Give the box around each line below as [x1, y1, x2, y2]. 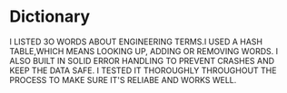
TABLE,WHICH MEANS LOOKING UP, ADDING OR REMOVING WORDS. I [9, 45, 279, 56]
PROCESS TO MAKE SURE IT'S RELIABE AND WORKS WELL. [9, 74, 237, 85]
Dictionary [9, 6, 91, 27]
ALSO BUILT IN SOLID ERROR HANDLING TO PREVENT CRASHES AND [9, 55, 275, 66]
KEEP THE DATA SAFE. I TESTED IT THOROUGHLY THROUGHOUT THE [9, 65, 277, 76]
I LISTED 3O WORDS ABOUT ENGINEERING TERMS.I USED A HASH [9, 36, 263, 47]
